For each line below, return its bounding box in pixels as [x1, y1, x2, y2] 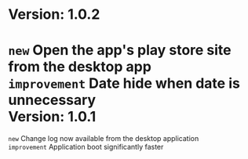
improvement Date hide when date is [8, 74, 241, 92]
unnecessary [8, 92, 97, 109]
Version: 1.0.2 [8, 5, 100, 23]
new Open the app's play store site [8, 42, 232, 60]
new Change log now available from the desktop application [8, 134, 199, 143]
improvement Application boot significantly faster [8, 143, 164, 152]
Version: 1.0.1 [8, 108, 97, 126]
